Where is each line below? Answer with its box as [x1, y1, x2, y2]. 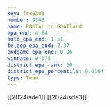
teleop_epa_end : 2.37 [7, 42, 70, 49]
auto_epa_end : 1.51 [7, 36, 64, 43]
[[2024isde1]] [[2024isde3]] [7, 93, 87, 101]
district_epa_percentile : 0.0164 [7, 68, 104, 75]
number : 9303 [7, 17, 45, 23]
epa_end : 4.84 [7, 29, 49, 37]
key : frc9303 [7, 10, 45, 17]
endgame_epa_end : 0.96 [7, 49, 73, 56]
